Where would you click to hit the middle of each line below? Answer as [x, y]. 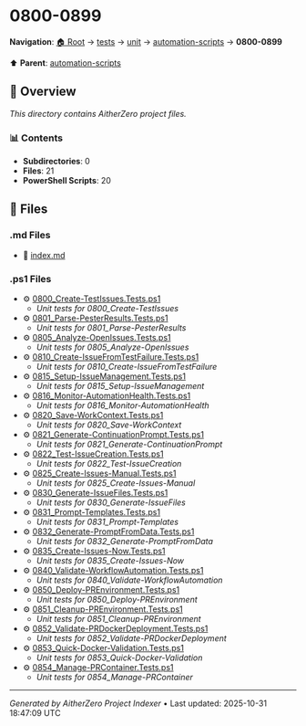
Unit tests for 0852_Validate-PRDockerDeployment [132, 638]
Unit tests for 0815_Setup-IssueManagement [120, 386]
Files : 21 [38, 171]
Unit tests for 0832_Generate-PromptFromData [125, 542]
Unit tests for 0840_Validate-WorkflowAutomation [129, 580]
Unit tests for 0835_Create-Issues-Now [110, 561]
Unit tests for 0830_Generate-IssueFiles [111, 502]
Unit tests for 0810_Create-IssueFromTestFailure [127, 367]
